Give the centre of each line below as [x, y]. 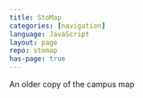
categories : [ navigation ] [57, 26]
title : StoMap [36, 17]
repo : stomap [34, 51]
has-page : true [38, 59]
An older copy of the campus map [72, 84]
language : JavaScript [50, 34]
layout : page [34, 42]
